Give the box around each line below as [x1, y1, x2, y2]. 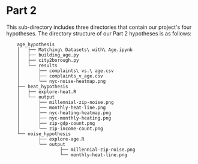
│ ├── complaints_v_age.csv [17, 73, 103, 79]
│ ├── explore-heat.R [17, 88, 77, 95]
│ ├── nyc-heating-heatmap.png [17, 109, 112, 116]
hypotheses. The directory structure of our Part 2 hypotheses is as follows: [6, 29, 192, 37]
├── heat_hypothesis [17, 84, 68, 90]
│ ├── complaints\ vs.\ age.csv [17, 67, 114, 74]
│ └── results [17, 62, 58, 68]
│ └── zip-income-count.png [17, 126, 103, 132]
